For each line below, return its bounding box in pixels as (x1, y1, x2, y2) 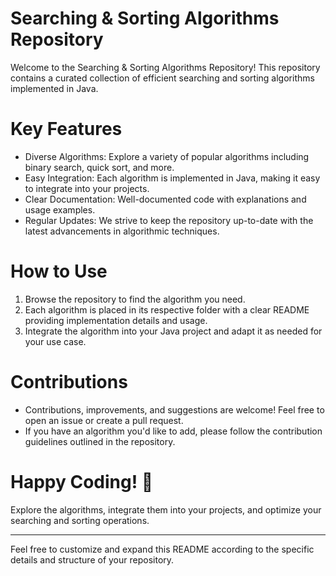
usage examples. (24, 203, 96, 216)
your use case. (24, 335, 87, 347)
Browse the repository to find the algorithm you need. (24, 293, 246, 305)
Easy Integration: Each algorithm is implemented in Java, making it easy (24, 172, 321, 184)
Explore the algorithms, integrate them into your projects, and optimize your (10, 503, 322, 516)
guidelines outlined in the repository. (24, 435, 176, 447)
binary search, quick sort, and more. (24, 161, 175, 173)
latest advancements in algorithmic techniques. (24, 225, 220, 237)
